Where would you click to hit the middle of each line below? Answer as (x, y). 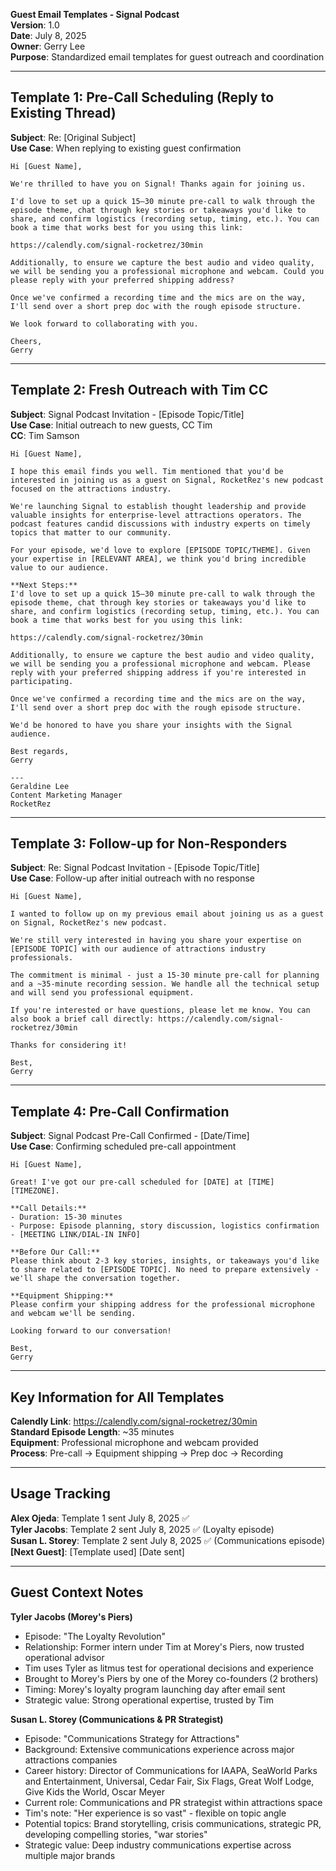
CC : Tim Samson (45, 435)
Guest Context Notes (77, 1592)
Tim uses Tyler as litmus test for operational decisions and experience (169, 1668)
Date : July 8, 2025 (48, 35)
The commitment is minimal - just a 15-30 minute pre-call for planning (165, 975)
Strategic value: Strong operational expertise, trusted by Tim (149, 1700)
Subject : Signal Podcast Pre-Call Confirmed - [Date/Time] (130, 1136)
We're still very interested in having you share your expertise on (156, 940)
